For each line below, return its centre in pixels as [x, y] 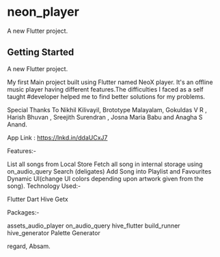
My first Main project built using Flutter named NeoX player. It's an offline [110, 82]
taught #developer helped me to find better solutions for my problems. [106, 96]
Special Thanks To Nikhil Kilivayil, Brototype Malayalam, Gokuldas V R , [107, 109]
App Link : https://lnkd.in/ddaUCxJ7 [57, 137]
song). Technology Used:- [44, 186]
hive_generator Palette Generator [54, 232]
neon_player [43, 12]
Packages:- [23, 212]
